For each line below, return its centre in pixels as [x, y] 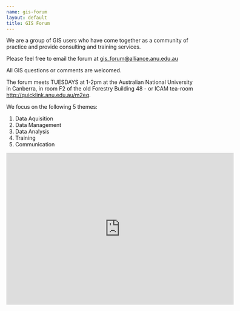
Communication [35, 145]
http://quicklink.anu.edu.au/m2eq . [48, 95]
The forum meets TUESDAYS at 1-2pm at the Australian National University [99, 82]
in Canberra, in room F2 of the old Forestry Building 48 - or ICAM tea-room [100, 89]
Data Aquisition [34, 118]
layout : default [27, 18]
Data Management [38, 125]
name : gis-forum [27, 12]
